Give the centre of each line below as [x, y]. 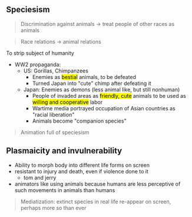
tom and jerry [40, 177]
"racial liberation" [53, 114]
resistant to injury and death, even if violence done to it [82, 171]
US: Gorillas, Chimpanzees [56, 71]
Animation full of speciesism [55, 132]
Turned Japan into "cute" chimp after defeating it [92, 83]
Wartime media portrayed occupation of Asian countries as [104, 108]
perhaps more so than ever [53, 208]
